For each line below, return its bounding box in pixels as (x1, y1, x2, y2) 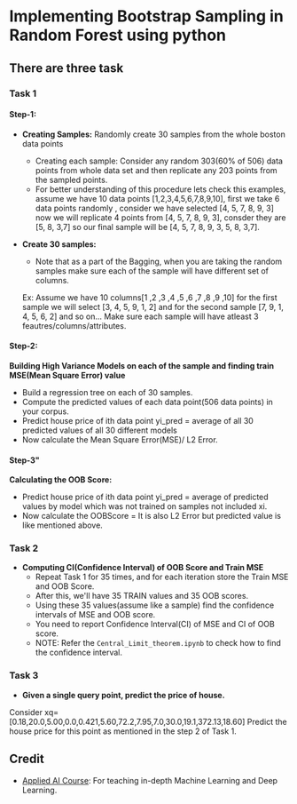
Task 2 (9, 542, 39, 554)
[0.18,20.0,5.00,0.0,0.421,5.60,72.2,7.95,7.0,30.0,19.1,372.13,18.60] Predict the (9, 716, 288, 727)
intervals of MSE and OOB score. (35, 609, 156, 620)
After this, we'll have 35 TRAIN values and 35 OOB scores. (35, 591, 249, 601)
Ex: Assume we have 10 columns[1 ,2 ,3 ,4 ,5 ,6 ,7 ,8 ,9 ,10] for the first (21, 291, 277, 303)
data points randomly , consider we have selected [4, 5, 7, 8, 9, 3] (35, 203, 275, 213)
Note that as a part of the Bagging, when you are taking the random (35, 256, 283, 267)
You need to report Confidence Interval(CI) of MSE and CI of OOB (35, 619, 275, 630)
